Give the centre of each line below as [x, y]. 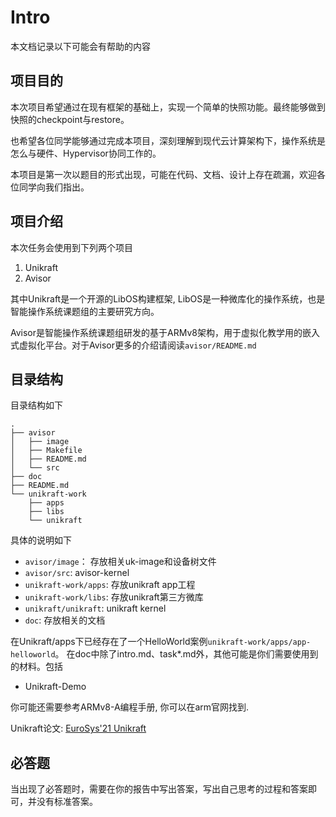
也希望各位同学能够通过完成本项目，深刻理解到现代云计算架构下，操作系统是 [168, 140]
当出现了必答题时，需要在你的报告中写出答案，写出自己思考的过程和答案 [159, 789]
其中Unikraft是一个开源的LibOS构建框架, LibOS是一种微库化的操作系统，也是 [168, 298]
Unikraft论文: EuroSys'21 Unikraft [78, 728]
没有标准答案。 [67, 802]
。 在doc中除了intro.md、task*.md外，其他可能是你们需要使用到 [186, 654]
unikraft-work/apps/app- [259, 642]
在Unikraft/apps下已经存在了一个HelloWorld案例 [109, 642]
